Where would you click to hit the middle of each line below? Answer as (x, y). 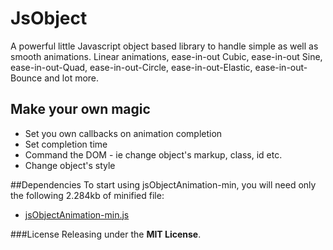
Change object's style (70, 165)
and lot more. (72, 78)
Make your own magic (80, 109)
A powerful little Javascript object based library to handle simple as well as (164, 46)
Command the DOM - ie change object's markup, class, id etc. (153, 154)
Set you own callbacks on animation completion (123, 133)
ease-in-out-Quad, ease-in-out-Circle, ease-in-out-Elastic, (131, 67)
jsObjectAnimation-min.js (77, 214)
